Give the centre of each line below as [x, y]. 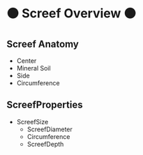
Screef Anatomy [43, 44]
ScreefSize [32, 121]
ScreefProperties [45, 105]
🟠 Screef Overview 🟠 [71, 14]
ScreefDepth [45, 144]
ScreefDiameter [50, 129]
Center [27, 61]
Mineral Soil [33, 68]
